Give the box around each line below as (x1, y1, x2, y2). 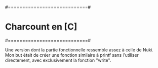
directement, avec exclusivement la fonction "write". (5, 57, 111, 63)
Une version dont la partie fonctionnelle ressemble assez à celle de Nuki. (5, 46, 154, 53)
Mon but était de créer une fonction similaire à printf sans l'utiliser (5, 52, 139, 58)
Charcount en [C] (5, 22, 78, 32)
